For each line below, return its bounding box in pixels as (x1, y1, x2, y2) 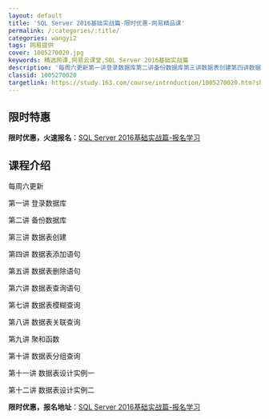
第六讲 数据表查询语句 (8, 283, 81, 293)
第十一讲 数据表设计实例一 (8, 369, 94, 378)
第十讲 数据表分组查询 (8, 351, 81, 361)
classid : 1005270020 (8, 71, 78, 79)
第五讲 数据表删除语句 (8, 266, 81, 276)
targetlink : (8, 78, 48, 86)
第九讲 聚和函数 (8, 334, 60, 344)
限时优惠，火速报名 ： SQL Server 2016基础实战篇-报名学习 (8, 133, 201, 142)
